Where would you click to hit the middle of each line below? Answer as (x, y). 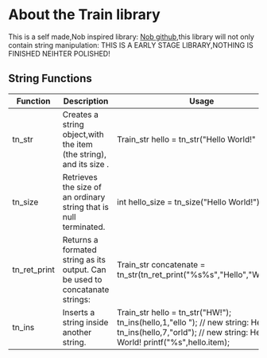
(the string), (85, 154)
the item (77, 144)
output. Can (84, 270)
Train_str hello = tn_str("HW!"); (174, 312)
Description (86, 101)
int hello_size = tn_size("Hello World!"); (189, 202)
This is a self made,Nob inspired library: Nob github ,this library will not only (131, 37)
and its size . (86, 164)
